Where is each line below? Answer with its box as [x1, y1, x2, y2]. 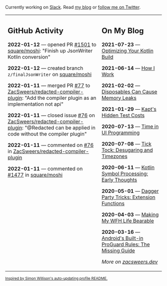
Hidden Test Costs [101, 112, 145, 119]
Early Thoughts [101, 176, 138, 183]
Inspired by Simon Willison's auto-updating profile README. [5, 276, 108, 281]
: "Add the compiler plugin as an [22, 94, 96, 101]
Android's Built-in [101, 234, 144, 241]
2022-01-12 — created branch [7, 65, 83, 71]
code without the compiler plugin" [7, 130, 87, 137]
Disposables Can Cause [101, 88, 158, 95]
